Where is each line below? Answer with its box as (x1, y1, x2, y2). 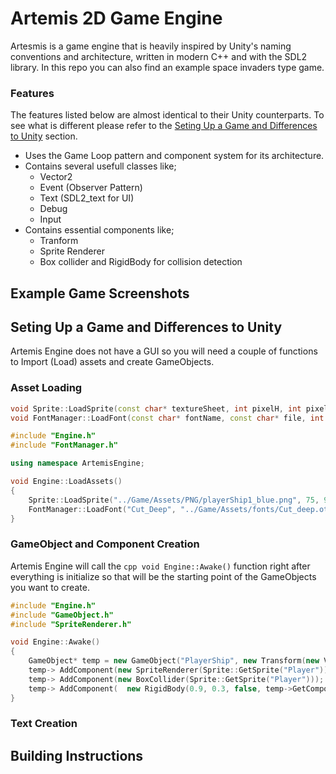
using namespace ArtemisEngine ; (10, 458, 145, 469)
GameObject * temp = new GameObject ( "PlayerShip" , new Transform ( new (28, 656, 320, 666)
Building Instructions (10, 747, 144, 764)
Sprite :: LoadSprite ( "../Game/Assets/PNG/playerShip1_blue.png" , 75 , (28, 495, 320, 505)
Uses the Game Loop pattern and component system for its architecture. (24, 150, 325, 162)
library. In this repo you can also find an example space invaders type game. (10, 61, 325, 73)
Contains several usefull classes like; (24, 160, 177, 172)
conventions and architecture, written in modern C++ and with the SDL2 (10, 50, 308, 62)
